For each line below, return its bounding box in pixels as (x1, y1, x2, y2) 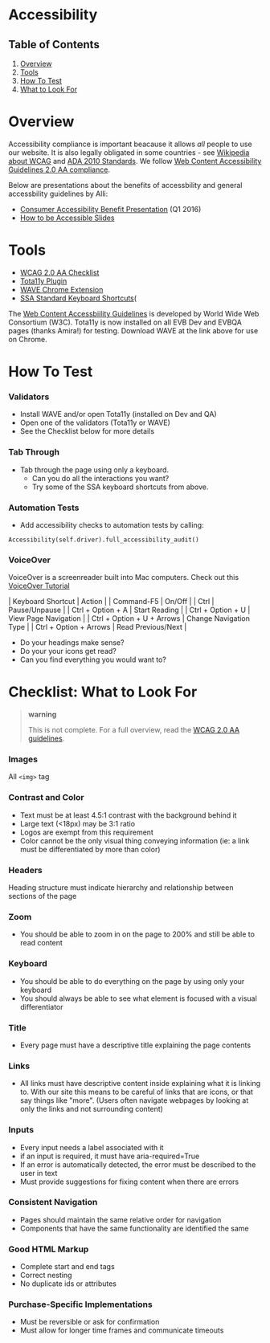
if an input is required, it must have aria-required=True (19, 1151, 200, 1161)
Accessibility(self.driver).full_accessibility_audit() (8, 536, 199, 544)
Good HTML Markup (8, 1243, 89, 1255)
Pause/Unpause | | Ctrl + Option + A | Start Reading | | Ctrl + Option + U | (8, 605, 251, 615)
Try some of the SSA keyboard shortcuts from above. (31, 482, 209, 492)
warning (27, 709, 57, 720)
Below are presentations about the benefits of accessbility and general (8, 180, 243, 190)
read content (19, 938, 63, 948)
